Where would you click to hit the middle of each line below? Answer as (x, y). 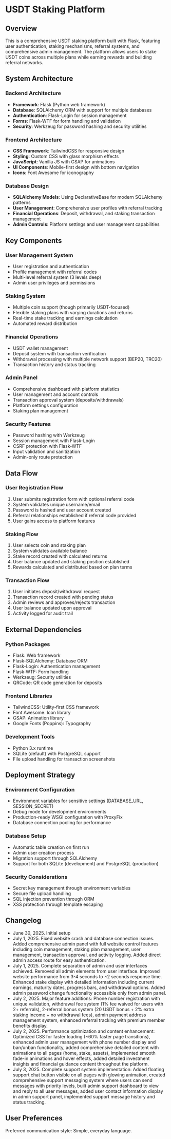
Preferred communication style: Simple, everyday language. (69, 1130)
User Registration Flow (34, 488)
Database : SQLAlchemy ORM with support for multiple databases (82, 110)
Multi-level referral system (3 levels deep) (57, 277)
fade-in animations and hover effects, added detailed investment (81, 1058)
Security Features (28, 424)
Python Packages (28, 644)
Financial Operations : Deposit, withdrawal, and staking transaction (84, 214)
